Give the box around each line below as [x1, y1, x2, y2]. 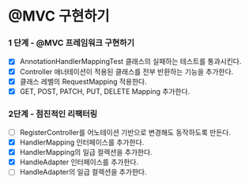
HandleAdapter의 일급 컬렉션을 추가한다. [19, 167, 148, 177]
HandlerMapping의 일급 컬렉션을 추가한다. [19, 148, 153, 157]
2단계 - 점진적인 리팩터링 [8, 108, 98, 119]
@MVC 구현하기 [8, 7, 110, 25]
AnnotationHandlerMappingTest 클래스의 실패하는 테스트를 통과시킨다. [19, 57, 242, 66]
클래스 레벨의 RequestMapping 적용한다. [19, 77, 148, 86]
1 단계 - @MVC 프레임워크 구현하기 [8, 37, 135, 48]
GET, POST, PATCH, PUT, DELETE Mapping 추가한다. [19, 86, 191, 96]
